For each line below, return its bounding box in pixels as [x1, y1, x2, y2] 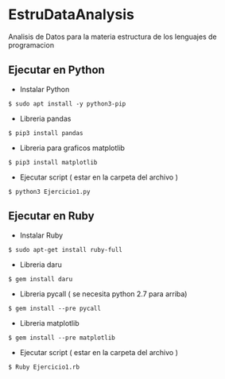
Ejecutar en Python [8, 64, 105, 77]
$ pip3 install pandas [8, 129, 83, 137]
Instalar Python [19, 84, 70, 94]
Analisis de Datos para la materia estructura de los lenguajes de [8, 32, 217, 41]
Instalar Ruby [19, 230, 64, 240]
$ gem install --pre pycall [8, 304, 102, 312]
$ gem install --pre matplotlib [8, 334, 115, 342]
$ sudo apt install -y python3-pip [8, 99, 126, 108]
